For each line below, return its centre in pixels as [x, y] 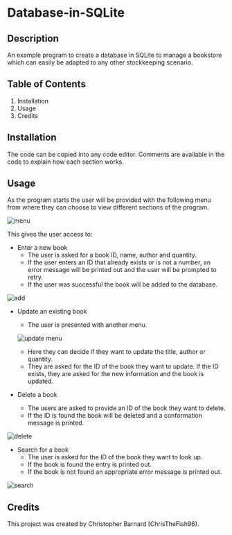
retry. [35, 277]
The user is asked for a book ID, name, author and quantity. [112, 255]
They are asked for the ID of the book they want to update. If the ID [123, 366]
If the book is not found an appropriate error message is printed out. [125, 472]
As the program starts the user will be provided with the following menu [109, 200]
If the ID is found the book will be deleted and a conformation [115, 416]
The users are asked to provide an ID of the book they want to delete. [126, 408]
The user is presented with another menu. [87, 325]
